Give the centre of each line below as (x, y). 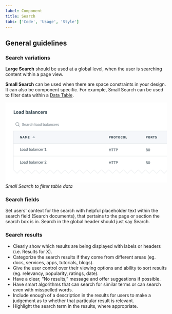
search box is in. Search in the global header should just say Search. (78, 222)
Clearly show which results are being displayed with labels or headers (87, 246)
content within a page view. (34, 74)
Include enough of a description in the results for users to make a (82, 295)
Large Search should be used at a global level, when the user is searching (84, 69)
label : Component (24, 11)
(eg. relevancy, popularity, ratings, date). (56, 273)
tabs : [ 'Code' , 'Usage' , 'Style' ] (42, 22)
